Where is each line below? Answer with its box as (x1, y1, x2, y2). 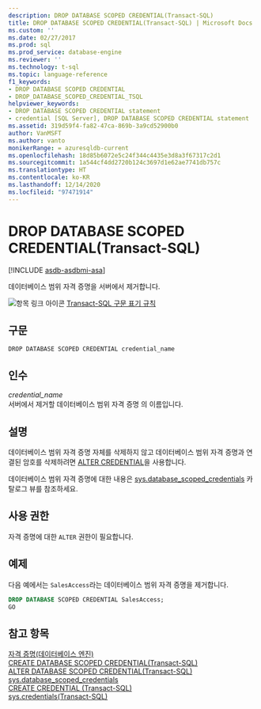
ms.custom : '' (8, 26, 55, 34)
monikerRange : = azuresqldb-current (8, 144, 129, 152)
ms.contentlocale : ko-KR (8, 173, 90, 182)
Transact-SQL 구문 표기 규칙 (66, 298, 157, 308)
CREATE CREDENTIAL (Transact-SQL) (8, 684, 132, 693)
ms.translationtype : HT (8, 166, 87, 174)
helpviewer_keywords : (8, 100, 80, 108)
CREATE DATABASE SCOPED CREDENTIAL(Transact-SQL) (8, 658, 199, 668)
